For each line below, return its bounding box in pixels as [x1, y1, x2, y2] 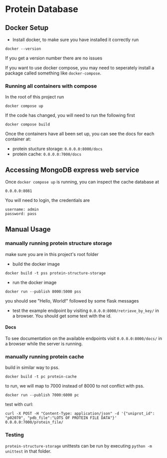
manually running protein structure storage [5, 240, 112, 247]
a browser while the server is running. [5, 341, 83, 346]
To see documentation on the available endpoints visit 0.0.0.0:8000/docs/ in [5, 335, 162, 341]
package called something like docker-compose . [5, 70, 102, 76]
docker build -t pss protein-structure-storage [5, 270, 106, 275]
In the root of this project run [5, 94, 64, 100]
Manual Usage [5, 225, 51, 233]
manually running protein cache [5, 353, 84, 360]
